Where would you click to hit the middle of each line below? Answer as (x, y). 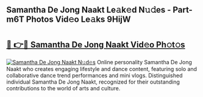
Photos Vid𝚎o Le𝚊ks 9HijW (78, 20)
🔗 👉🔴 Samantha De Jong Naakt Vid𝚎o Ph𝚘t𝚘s (96, 45)
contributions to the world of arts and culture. (63, 88)
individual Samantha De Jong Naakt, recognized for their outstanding (93, 82)
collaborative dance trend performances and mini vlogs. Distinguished (94, 75)
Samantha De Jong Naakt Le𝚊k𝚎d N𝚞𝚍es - (89, 10)
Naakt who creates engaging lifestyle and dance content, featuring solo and (101, 69)
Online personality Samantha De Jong (144, 62)
